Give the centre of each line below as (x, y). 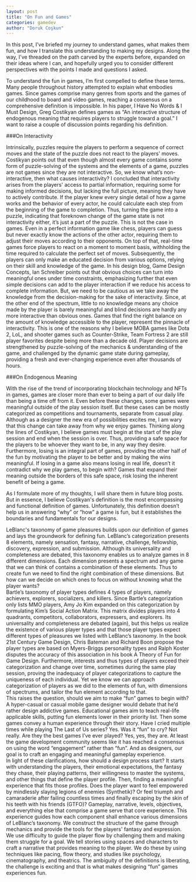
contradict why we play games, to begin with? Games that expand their (92, 470)
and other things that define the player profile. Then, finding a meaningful (94, 779)
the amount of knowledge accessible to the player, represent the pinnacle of (98, 322)
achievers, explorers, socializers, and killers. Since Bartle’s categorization (94, 598)
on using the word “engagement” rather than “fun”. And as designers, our (94, 748)
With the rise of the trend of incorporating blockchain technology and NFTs (97, 389)
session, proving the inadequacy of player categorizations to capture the (94, 674)
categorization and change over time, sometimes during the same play (91, 667)
